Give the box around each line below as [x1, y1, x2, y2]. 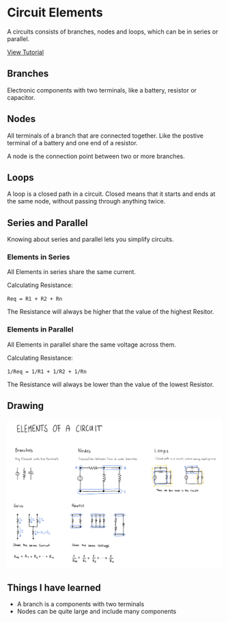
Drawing [7, 400, 44, 412]
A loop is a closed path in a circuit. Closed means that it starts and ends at [7, 190, 216, 198]
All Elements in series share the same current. [7, 268, 137, 276]
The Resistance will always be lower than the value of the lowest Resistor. [7, 380, 214, 388]
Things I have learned [7, 582, 101, 593]
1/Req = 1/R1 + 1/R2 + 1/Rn [7, 368, 87, 375]
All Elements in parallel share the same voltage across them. [7, 340, 176, 349]
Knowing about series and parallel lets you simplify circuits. [7, 235, 174, 244]
